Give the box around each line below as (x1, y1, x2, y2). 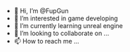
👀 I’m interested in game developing (13, 14, 118, 22)
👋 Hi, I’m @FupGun (13, 7, 69, 15)
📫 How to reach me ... (13, 37, 79, 45)
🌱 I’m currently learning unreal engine (13, 22, 123, 30)
